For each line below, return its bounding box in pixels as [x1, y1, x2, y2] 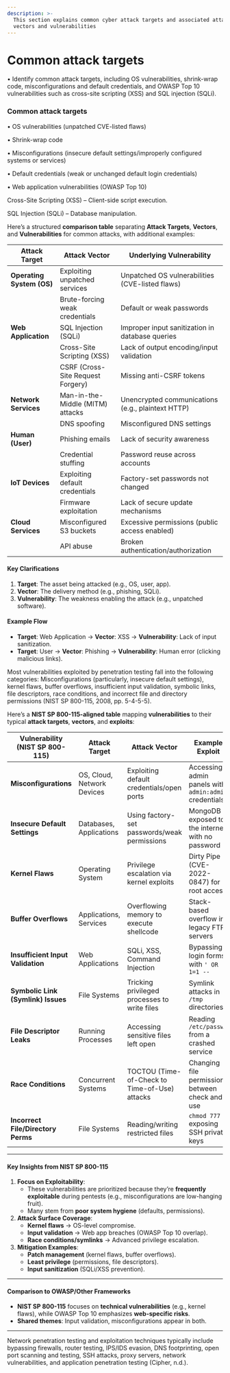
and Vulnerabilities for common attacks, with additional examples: [7, 230, 195, 238]
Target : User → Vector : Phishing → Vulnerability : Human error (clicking [16, 647, 221, 655]
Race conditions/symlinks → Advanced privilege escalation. [27, 1236, 200, 1244]
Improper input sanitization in [120, 323, 214, 332]
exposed [188, 815, 217, 825]
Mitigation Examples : [16, 1243, 79, 1252]
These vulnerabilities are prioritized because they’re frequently [27, 1185, 207, 1193]
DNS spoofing [60, 419, 105, 428]
